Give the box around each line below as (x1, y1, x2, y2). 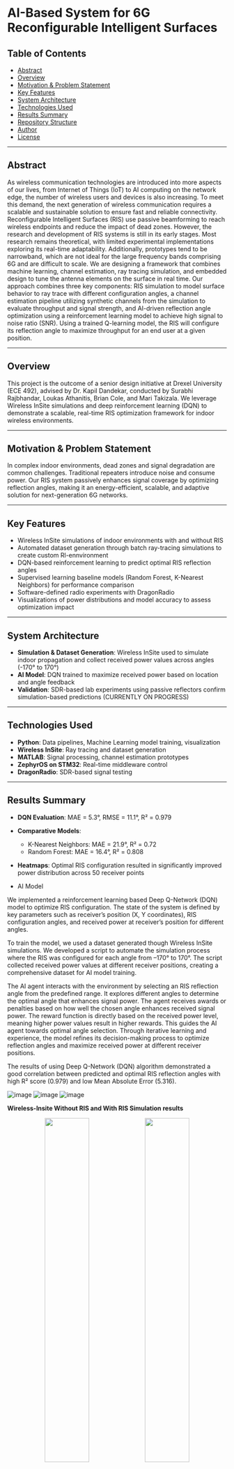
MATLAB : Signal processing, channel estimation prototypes (17, 752, 189, 761)
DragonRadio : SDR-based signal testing (17, 768, 132, 776)
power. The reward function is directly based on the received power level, (7, 1011, 219, 1020)
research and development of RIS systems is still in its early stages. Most (7, 230, 217, 238)
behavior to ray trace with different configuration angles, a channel (7, 289, 199, 297)
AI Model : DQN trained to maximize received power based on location (17, 671, 219, 679)
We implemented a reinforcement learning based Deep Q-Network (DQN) (7, 895, 218, 904)
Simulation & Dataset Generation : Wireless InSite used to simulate (17, 648, 209, 657)
